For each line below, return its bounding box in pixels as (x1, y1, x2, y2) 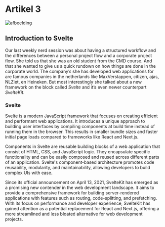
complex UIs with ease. (5, 170, 53, 176)
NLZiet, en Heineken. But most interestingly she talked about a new (5, 79, 142, 85)
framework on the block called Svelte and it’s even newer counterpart (5, 84, 147, 90)
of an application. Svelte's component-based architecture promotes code (5, 159, 155, 165)
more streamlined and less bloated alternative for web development (5, 211, 143, 217)
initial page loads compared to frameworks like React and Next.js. (5, 134, 139, 140)
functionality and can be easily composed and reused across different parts (5, 154, 160, 160)
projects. (5, 216, 23, 222)
